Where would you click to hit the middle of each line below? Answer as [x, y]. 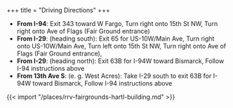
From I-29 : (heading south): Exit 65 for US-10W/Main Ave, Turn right [115, 39]
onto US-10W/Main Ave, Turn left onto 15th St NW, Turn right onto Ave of [121, 46]
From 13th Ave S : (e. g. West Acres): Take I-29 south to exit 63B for [114, 76]
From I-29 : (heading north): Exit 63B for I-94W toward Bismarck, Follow [120, 61]
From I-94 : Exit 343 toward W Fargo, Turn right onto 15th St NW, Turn [117, 23]
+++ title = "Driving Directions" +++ [58, 10]
